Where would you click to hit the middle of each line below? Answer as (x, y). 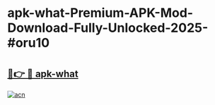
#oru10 (29, 43)
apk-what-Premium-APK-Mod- (100, 13)
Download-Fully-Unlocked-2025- (108, 28)
